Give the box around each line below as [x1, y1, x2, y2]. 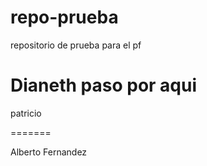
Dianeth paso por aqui [10, 74, 198, 97]
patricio [10, 107, 42, 119]
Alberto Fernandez [10, 146, 88, 158]
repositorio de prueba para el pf [10, 39, 142, 51]
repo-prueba [10, 6, 119, 29]
